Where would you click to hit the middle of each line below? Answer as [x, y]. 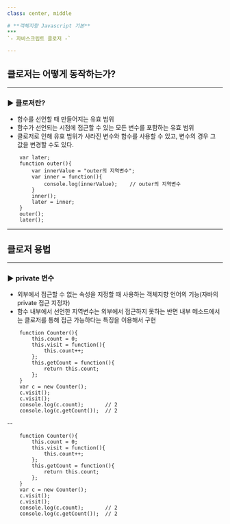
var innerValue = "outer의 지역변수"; [84, 171]
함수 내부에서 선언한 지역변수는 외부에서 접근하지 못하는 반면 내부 [104, 311]
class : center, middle [39, 13]
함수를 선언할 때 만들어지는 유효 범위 [65, 119]
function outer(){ [46, 164]
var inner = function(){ [67, 177]
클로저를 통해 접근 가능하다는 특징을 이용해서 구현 [90, 320]
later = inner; [53, 202]
